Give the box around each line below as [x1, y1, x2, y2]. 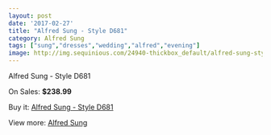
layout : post [8, 11, 52, 20]
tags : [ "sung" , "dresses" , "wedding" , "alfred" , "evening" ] [8, 42, 200, 50]
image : [8, 49, 31, 57]
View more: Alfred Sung [8, 118, 88, 127]
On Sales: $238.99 [8, 87, 73, 96]
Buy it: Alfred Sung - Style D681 [8, 102, 114, 112]
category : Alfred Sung [8, 34, 85, 43]
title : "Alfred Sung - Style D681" [8, 27, 128, 35]
